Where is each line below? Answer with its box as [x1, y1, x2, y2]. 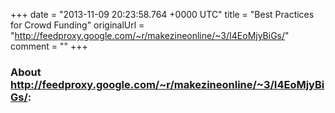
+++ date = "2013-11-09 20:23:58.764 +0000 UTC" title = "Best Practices [10, 9, 315, 20]
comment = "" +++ [10, 40, 88, 52]
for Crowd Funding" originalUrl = [10, 19, 145, 31]
